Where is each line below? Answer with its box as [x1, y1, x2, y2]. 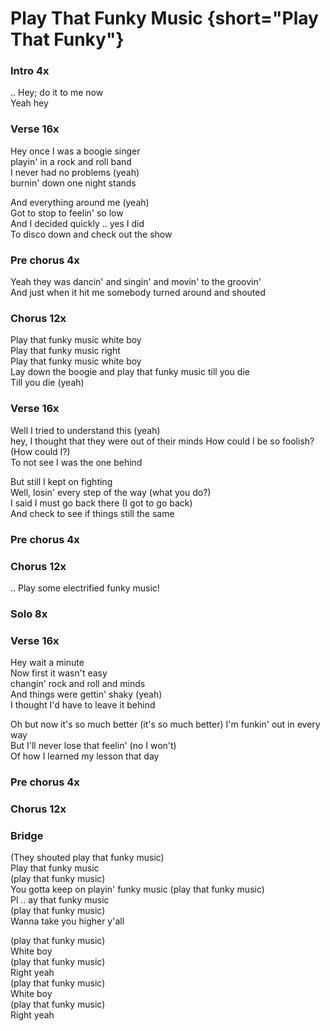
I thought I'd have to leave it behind [10, 699, 156, 711]
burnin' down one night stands [10, 177, 137, 189]
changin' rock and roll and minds [10, 678, 146, 690]
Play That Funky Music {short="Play [10, 7, 319, 30]
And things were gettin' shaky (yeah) [10, 688, 163, 701]
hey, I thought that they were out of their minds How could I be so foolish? [10, 435, 315, 447]
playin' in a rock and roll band [10, 155, 132, 167]
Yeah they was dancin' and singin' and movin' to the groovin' [10, 276, 262, 288]
